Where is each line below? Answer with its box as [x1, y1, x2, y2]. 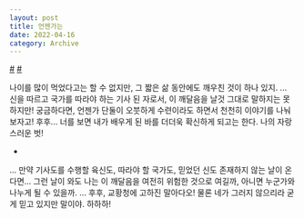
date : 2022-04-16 [9, 30, 76, 39]
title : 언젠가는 [9, 22, 64, 31]
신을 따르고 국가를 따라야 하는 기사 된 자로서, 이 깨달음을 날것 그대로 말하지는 [9, 94, 281, 104]
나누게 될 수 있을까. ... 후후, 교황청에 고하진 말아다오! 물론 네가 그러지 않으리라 [9, 187, 285, 198]
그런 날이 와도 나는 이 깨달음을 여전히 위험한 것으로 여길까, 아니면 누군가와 [33, 176, 296, 187]
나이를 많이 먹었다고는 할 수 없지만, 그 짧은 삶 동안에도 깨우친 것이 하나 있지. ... [9, 83, 288, 94]
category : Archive [9, 38, 79, 48]
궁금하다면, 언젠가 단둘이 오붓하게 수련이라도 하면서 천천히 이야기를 [35, 105, 275, 116]
